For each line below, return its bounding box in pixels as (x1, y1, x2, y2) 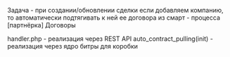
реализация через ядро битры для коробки (7, 42, 139, 50)
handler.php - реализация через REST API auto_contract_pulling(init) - (7, 34, 213, 43)
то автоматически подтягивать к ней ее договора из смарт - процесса (7, 13, 220, 22)
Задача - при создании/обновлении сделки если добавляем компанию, (7, 6, 224, 14)
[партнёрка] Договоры (7, 21, 76, 29)
